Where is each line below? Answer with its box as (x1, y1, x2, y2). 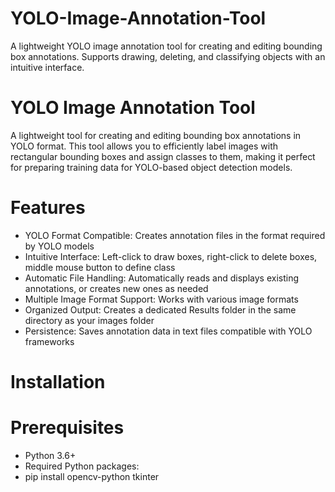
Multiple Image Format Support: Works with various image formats (24, 293, 299, 305)
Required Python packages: (24, 460, 140, 472)
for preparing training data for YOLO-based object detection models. (10, 161, 293, 173)
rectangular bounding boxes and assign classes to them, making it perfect (10, 150, 316, 162)
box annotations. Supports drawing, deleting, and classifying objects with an (10, 50, 326, 62)
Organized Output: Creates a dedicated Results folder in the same (24, 303, 297, 316)
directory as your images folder (24, 314, 155, 326)
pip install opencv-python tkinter (24, 470, 160, 482)
